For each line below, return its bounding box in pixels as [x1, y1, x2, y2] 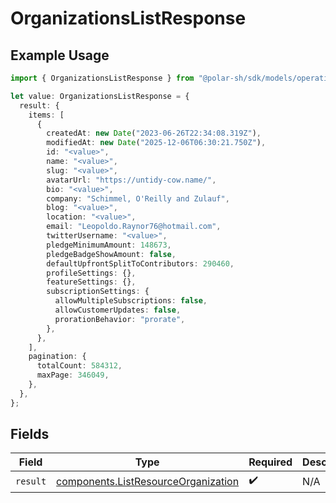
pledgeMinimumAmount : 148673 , [46, 240, 172, 250]
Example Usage [10, 47, 110, 64]
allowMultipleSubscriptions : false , [54, 296, 208, 306]
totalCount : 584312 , [36, 361, 123, 371]
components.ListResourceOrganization [56, 474, 240, 488]
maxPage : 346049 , [36, 370, 110, 381]
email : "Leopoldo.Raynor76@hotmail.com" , [46, 222, 222, 232]
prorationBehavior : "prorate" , [54, 314, 186, 324]
